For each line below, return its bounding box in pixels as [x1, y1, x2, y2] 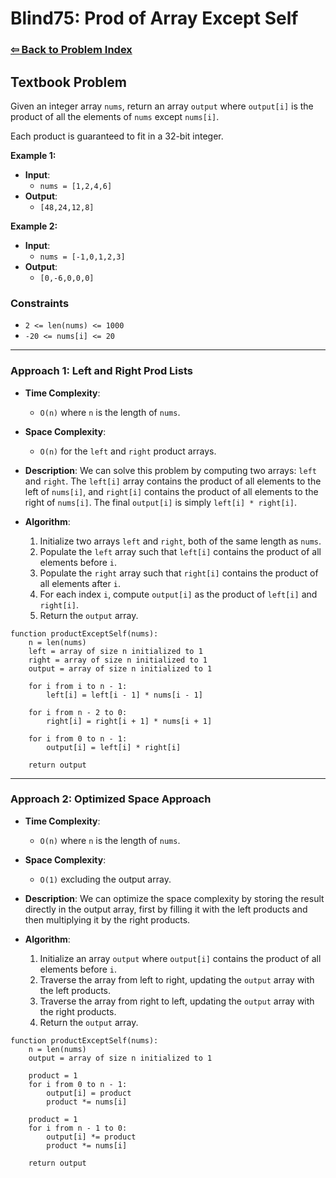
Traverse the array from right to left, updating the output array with [39, 995, 315, 1007]
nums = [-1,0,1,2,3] [39, 252, 126, 262]
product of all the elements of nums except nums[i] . [10, 110, 220, 122]
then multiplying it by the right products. [24, 913, 191, 926]
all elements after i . [39, 577, 121, 589]
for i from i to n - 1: [28, 681, 128, 691]
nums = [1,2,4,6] [39, 181, 113, 191]
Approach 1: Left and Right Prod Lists [10, 364, 193, 378]
